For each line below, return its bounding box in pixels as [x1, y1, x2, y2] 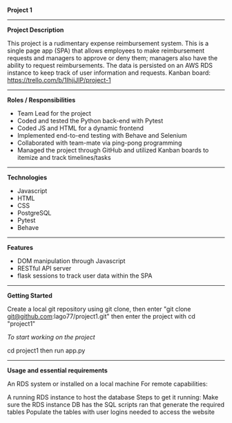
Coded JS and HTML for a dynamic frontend [17, 124, 144, 132]
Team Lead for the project [17, 109, 92, 117]
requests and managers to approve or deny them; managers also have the [7, 54, 218, 62]
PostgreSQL [17, 209, 52, 217]
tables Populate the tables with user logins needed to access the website [7, 408, 215, 416]
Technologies [7, 173, 48, 181]
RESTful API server [17, 264, 72, 272]
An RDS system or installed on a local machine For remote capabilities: [7, 380, 209, 388]
